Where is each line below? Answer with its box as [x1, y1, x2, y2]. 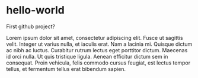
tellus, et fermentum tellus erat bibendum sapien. [6, 65, 126, 72]
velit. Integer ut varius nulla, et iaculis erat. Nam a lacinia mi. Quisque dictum [6, 40, 193, 48]
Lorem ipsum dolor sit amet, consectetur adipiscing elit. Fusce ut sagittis [6, 34, 183, 41]
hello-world [6, 4, 65, 17]
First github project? [6, 23, 55, 30]
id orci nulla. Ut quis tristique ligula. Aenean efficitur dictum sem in [6, 53, 168, 60]
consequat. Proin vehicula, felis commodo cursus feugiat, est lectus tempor [6, 59, 191, 66]
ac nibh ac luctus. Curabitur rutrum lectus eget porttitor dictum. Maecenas [6, 46, 188, 53]
